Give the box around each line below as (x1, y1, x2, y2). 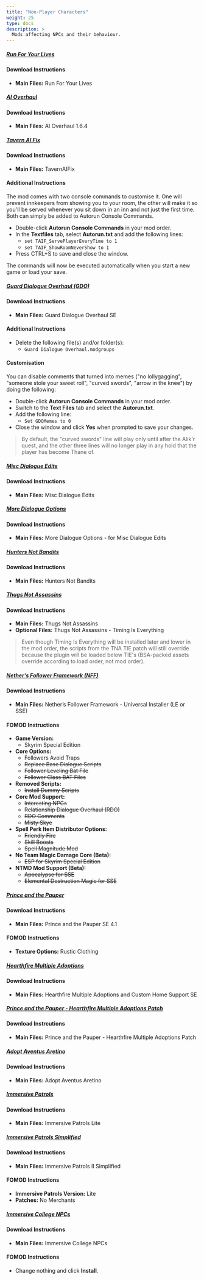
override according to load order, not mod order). (21, 658, 145, 665)
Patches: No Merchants (15, 1196, 76, 1204)
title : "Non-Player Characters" (6, 9, 88, 15)
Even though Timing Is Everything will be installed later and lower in (21, 638, 191, 645)
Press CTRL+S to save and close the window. (15, 250, 129, 257)
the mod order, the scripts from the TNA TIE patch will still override (21, 645, 189, 652)
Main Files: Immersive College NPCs (15, 1239, 108, 1246)
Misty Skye (24, 819, 53, 827)
